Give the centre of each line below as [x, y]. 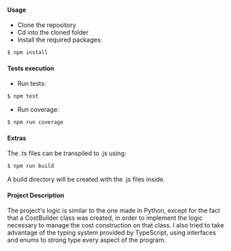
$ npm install [28, 53]
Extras [17, 138]
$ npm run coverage [35, 122]
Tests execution [31, 68]
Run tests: [32, 84]
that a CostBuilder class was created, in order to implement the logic [105, 218]
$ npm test [23, 96]
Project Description [36, 195]
